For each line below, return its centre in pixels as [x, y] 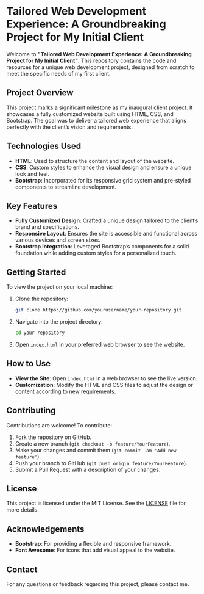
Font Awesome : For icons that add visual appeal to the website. [95, 550]
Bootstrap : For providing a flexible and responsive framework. [93, 544]
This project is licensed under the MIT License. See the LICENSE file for [96, 503]
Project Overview [40, 93]
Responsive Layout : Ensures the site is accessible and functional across [106, 234]
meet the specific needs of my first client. [58, 73]
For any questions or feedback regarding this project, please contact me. [98, 584]
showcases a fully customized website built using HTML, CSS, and [90, 114]
